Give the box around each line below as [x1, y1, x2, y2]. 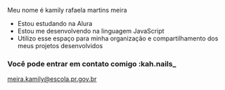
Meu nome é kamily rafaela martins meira [7, 6, 128, 14]
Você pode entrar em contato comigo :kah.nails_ [7, 59, 176, 68]
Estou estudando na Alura [17, 20, 93, 27]
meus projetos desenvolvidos [17, 42, 103, 50]
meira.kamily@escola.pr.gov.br [7, 75, 97, 83]
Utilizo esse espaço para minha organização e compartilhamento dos [17, 34, 219, 43]
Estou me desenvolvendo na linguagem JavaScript [17, 27, 165, 35]
